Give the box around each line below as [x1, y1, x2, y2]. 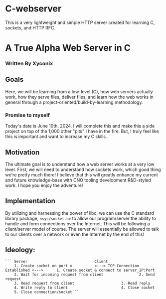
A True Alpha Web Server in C [5, 42, 131, 54]
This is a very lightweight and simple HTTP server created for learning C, [5, 19, 155, 25]
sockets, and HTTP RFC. [5, 24, 56, 30]
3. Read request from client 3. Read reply [14, 281, 151, 286]
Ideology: [5, 246, 36, 254]
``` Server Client [5, 259, 108, 264]
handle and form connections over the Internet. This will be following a [5, 220, 151, 227]
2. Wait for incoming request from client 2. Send [14, 272, 155, 277]
